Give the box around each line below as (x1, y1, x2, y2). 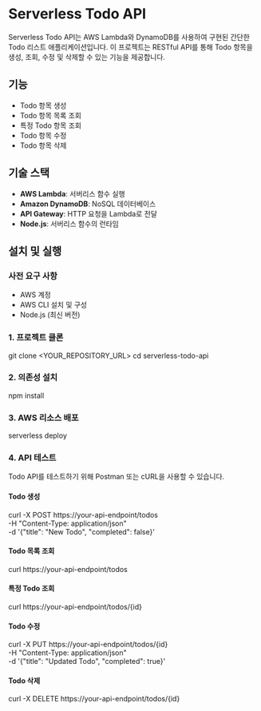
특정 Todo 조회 (8, 584, 55, 594)
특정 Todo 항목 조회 (19, 121, 82, 130)
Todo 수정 (8, 621, 41, 631)
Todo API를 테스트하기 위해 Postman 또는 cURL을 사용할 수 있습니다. (8, 472, 225, 482)
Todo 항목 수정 (19, 130, 67, 140)
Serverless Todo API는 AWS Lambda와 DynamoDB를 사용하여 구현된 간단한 (8, 32, 250, 42)
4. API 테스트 (8, 452, 57, 463)
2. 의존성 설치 (8, 372, 58, 383)
